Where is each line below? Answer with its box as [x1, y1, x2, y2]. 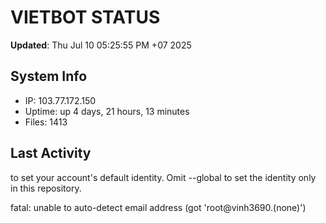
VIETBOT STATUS [10, 6, 161, 29]
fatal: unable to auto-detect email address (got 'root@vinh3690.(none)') [10, 201, 307, 213]
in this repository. [10, 182, 82, 194]
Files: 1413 [24, 116, 68, 128]
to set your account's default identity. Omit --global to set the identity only [10, 171, 317, 183]
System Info [10, 68, 88, 85]
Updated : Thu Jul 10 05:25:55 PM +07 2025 [10, 39, 192, 51]
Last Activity [10, 145, 92, 162]
